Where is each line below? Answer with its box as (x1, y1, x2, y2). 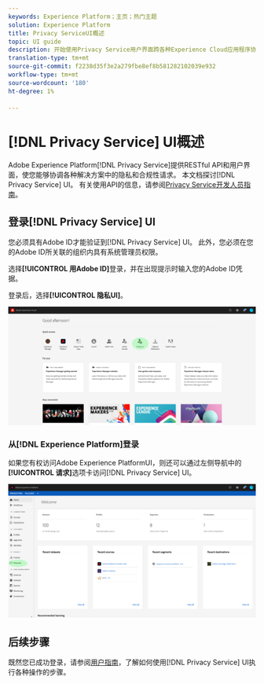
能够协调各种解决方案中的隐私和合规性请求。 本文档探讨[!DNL (35, 170, 236, 180)
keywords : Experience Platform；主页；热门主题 (8, 13, 157, 20)
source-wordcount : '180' (8, 79, 90, 86)
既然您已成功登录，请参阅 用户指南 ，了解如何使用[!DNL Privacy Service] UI (8, 657, 249, 667)
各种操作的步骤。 (14, 667, 71, 677)
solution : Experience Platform (8, 20, 111, 29)
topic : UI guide (8, 38, 61, 46)
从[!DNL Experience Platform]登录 (8, 439, 140, 450)
